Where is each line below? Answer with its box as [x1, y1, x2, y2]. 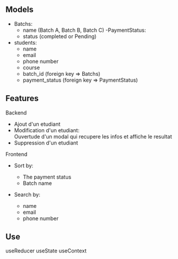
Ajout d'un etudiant [14, 120, 61, 127]
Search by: [14, 191, 41, 198]
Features [5, 93, 39, 103]
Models [5, 5, 33, 15]
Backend [5, 109, 27, 116]
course [22, 64, 41, 71]
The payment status [22, 173, 72, 180]
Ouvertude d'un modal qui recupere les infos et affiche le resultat [14, 133, 172, 140]
